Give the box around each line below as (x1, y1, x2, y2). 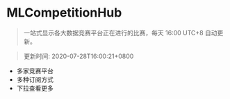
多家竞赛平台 (16, 66, 54, 75)
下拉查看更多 (16, 84, 54, 92)
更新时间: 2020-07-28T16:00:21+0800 (23, 52, 134, 60)
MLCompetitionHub (6, 5, 122, 21)
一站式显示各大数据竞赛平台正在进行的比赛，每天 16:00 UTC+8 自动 (23, 28, 217, 37)
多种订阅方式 (16, 75, 54, 84)
